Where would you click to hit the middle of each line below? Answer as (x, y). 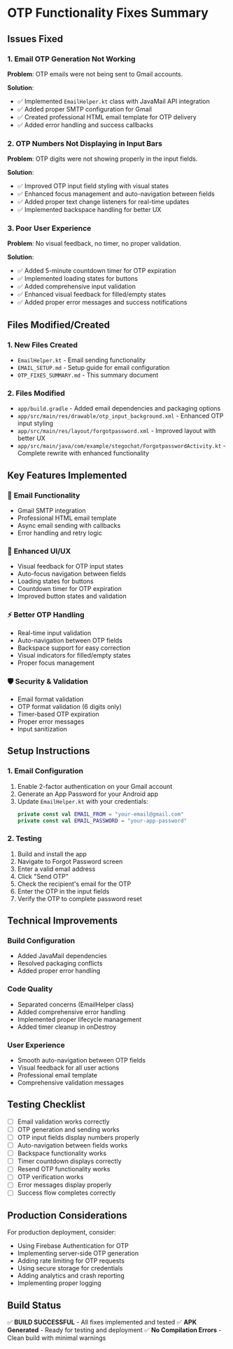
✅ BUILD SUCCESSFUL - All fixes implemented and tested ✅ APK (102, 1322)
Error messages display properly (64, 1185)
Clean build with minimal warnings (57, 1338)
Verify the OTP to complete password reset (79, 898)
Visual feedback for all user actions (68, 1068)
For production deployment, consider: (62, 1232)
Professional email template (57, 1075)
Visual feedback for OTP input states (70, 566)
